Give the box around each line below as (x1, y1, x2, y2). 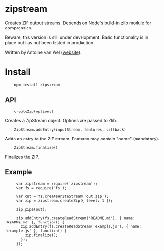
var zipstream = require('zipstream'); (16, 181, 98, 186)
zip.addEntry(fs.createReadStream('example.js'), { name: (20, 224, 141, 229)
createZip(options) (14, 109, 54, 114)
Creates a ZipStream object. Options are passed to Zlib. (5, 117, 118, 123)
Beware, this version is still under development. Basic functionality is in (5, 34, 149, 40)
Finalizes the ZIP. (5, 154, 40, 160)
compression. (5, 25, 33, 30)
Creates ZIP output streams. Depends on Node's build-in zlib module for (5, 20, 151, 26)
